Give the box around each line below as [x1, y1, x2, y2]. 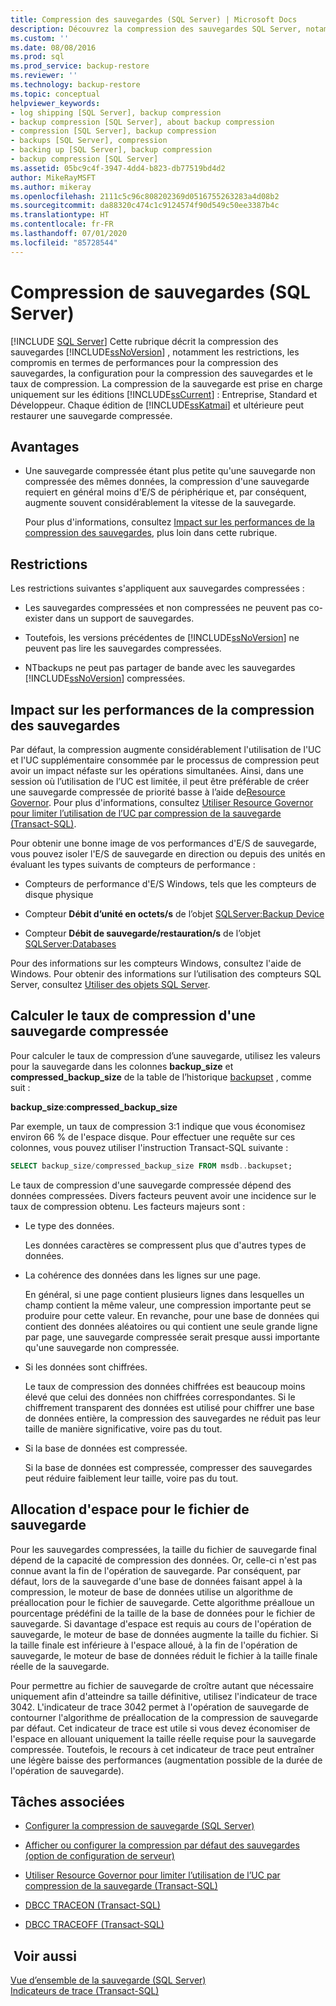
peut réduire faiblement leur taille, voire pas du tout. [24, 1472, 239, 1484]
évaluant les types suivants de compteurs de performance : [10, 859, 256, 870]
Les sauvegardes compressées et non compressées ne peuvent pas [24, 602, 307, 614]
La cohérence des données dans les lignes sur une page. [24, 1269, 262, 1281]
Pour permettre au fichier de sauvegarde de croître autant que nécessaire [10, 1679, 314, 1691]
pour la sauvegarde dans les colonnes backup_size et [10, 1060, 234, 1072]
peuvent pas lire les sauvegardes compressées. [24, 642, 222, 655]
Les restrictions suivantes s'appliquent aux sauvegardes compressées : [10, 582, 305, 595]
